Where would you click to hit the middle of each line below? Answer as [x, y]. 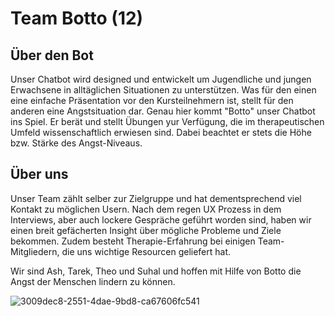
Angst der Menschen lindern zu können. [93, 281]
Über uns [39, 174]
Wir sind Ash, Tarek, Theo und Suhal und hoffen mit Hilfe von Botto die [156, 271]
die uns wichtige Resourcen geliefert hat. [146, 251]
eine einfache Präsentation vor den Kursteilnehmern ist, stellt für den [152, 100]
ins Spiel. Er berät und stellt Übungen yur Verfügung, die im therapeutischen [167, 121]
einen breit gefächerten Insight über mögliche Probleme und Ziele [146, 230]
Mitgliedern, [35, 251]
